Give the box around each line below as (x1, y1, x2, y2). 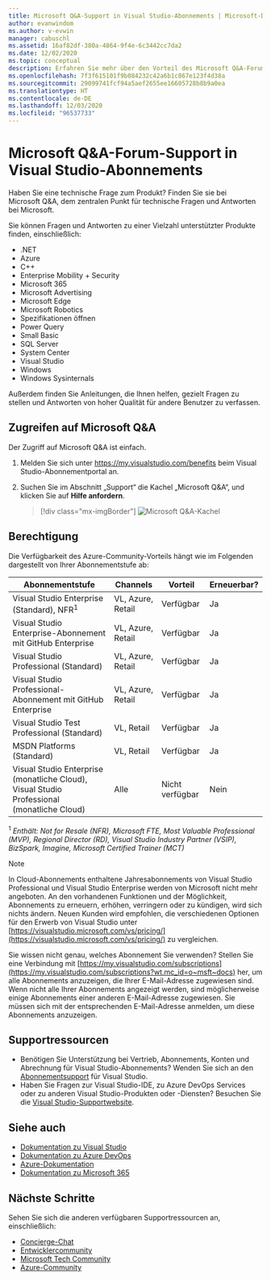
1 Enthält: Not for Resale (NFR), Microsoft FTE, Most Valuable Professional (8, 824, 256, 836)
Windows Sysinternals (19, 373, 94, 383)
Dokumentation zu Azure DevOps (19, 1151, 131, 1161)
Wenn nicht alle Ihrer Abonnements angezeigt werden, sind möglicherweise (8, 984, 260, 994)
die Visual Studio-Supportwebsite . (19, 1098, 135, 1107)
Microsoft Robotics (19, 304, 83, 315)
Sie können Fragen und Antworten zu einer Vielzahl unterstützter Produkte (8, 220, 256, 230)
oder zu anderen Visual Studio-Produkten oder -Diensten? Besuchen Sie (19, 1089, 261, 1099)
